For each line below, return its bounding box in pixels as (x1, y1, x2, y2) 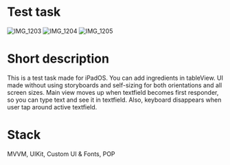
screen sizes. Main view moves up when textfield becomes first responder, (7, 88, 219, 96)
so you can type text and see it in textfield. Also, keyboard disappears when (7, 96, 222, 104)
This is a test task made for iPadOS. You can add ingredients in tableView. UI (7, 74, 224, 82)
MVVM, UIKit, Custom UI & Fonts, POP (7, 149, 115, 158)
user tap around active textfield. (7, 102, 97, 111)
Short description (7, 51, 110, 67)
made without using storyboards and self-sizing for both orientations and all (7, 80, 222, 89)
